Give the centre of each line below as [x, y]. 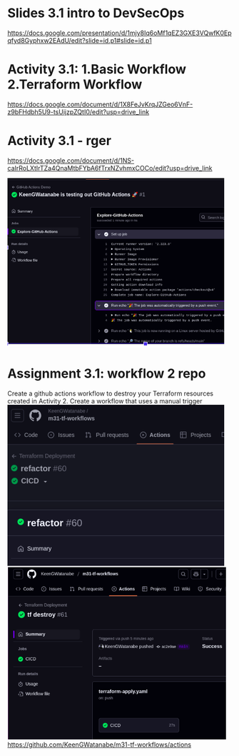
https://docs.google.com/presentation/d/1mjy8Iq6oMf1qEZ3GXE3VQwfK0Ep [119, 33]
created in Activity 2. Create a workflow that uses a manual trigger [105, 400]
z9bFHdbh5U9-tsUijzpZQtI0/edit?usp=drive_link [78, 111]
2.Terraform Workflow [75, 85]
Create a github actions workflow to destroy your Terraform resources [111, 393]
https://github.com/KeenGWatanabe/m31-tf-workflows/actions [99, 745]
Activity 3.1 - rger [60, 141]
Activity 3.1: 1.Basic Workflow [97, 70]
